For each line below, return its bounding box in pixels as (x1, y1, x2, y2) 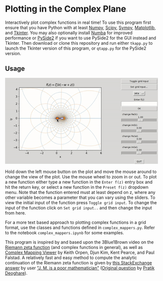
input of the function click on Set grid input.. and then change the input (5, 205, 152, 211)
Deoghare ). (5, 270, 28, 276)
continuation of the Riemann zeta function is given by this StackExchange (5, 260, 152, 265)
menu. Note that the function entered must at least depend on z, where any (5, 189, 156, 195)
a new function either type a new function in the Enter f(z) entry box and (5, 179, 153, 185)
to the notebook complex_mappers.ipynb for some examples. (5, 229, 124, 235)
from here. (5, 210, 26, 216)
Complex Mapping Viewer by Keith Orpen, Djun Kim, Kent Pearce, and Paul (5, 249, 155, 255)
